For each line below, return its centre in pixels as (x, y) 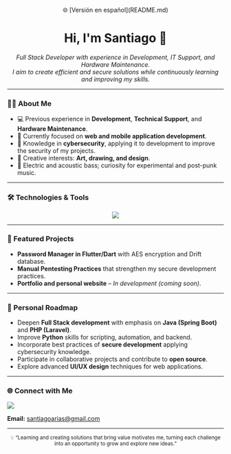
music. (26, 173)
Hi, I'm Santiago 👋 (115, 38)
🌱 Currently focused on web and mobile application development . (112, 136)
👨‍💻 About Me (29, 103)
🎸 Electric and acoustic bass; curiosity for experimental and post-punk (117, 165)
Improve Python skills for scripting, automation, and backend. (104, 338)
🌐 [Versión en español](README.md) (115, 10)
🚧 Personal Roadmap (42, 307)
